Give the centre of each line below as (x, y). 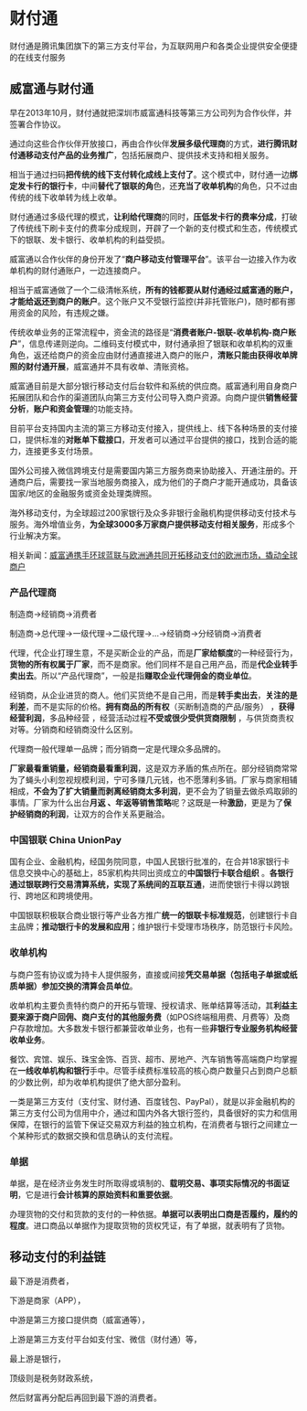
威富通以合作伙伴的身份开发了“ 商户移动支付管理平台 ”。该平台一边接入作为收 (153, 259)
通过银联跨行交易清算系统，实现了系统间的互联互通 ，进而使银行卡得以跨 (145, 884)
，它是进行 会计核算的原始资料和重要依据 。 (98, 1194)
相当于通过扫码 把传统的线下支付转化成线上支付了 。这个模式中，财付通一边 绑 (153, 174)
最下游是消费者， (42, 1280)
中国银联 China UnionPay (65, 839)
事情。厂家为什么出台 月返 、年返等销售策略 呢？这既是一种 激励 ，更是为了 (147, 803)
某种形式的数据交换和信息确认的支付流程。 (97, 1136)
